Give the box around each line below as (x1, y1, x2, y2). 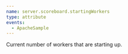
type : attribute (6, 14, 46, 20)
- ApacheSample (11, 25, 49, 31)
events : (6, 19, 25, 25)
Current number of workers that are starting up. (6, 41, 123, 48)
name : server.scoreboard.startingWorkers (6, 8, 110, 15)
